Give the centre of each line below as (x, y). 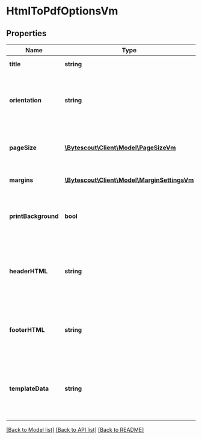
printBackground (34, 216)
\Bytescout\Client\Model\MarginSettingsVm (129, 180)
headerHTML (29, 271)
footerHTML (27, 330)
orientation (26, 100)
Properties (26, 33)
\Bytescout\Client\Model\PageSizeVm (120, 148)
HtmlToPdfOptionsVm (62, 11)
